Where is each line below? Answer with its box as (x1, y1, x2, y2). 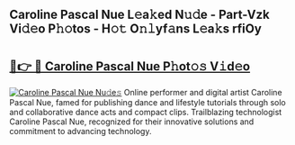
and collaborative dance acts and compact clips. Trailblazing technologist (9, 107, 282, 117)
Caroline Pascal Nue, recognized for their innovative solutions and (9, 116, 255, 127)
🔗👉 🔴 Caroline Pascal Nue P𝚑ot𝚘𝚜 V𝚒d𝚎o (9, 59, 250, 74)
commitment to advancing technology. (9, 126, 152, 136)
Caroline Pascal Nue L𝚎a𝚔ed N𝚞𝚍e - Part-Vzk (9, 7, 270, 23)
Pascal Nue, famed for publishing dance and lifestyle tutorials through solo (9, 97, 286, 107)
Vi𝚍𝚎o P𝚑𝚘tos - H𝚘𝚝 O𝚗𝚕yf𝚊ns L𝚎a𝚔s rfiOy (9, 22, 263, 37)
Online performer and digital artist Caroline (123, 87, 282, 97)
